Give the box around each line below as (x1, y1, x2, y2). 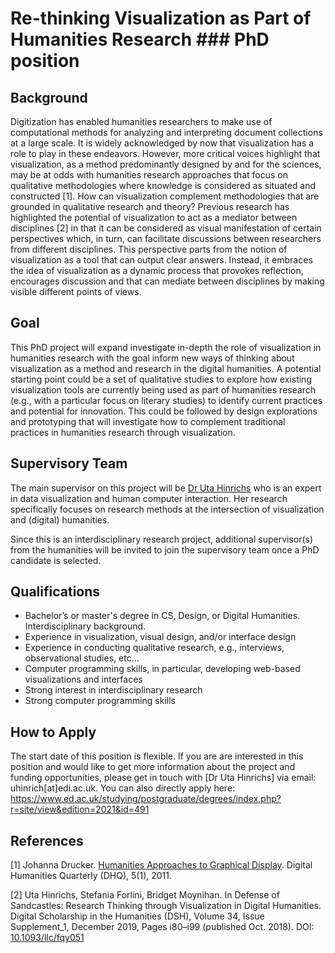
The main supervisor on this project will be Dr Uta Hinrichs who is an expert (10, 482, 322, 494)
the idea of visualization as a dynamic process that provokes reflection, (10, 265, 304, 276)
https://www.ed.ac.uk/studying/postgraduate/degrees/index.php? (10, 793, 282, 805)
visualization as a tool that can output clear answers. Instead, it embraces (10, 254, 313, 266)
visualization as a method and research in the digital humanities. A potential (10, 362, 322, 374)
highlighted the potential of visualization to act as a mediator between (10, 212, 298, 223)
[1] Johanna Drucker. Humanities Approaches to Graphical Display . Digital (10, 859, 313, 871)
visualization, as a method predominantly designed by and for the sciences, (10, 158, 322, 170)
